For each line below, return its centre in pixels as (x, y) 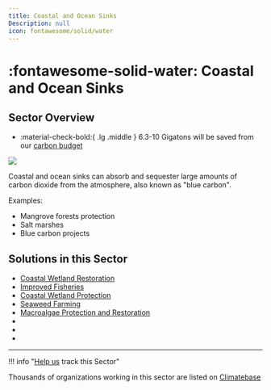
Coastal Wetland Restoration (67, 279)
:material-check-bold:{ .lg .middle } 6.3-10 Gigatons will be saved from (137, 137)
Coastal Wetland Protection (65, 296)
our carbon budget (51, 145)
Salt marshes (42, 225)
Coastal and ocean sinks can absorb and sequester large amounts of (123, 176)
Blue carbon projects (55, 233)
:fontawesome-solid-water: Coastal (131, 71)
